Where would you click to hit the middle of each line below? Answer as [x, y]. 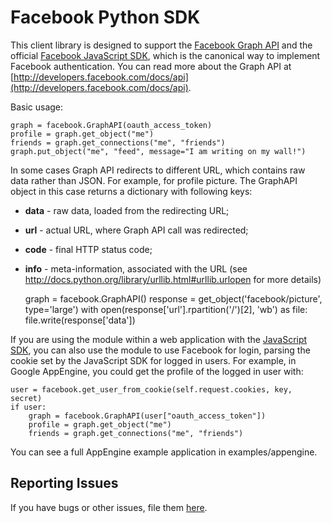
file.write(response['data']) [80, 320]
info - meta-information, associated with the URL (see [136, 268]
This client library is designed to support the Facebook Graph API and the [161, 45]
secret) [26, 398]
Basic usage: [37, 107]
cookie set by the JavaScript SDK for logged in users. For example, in [153, 360]
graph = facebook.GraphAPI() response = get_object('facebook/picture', [173, 298]
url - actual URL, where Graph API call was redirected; [136, 230]
